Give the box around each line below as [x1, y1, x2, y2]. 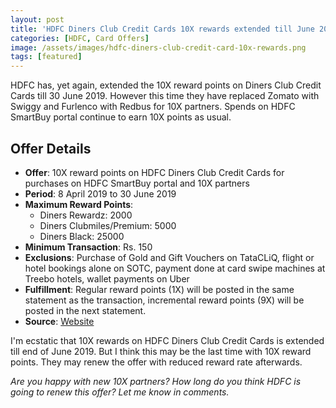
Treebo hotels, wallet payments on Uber [24, 272, 190, 285]
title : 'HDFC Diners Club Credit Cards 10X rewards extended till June [10, 24, 315, 34]
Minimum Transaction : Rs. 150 [24, 241, 153, 253]
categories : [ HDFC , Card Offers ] [10, 33, 150, 43]
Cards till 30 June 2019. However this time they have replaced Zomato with [10, 90, 320, 102]
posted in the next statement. [24, 304, 147, 316]
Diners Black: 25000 [39, 230, 125, 242]
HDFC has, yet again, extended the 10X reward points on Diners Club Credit [10, 79, 322, 91]
